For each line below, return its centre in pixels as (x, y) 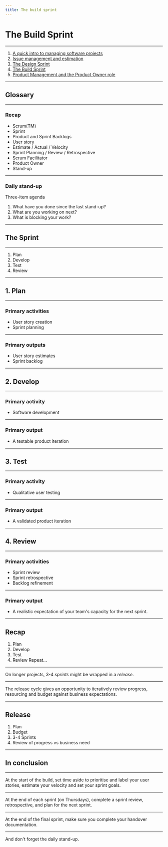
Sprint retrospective (33, 578)
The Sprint (22, 238)
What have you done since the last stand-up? (59, 206)
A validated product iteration (42, 521)
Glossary (19, 95)
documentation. (21, 824)
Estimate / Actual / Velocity (40, 147)
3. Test (16, 461)
